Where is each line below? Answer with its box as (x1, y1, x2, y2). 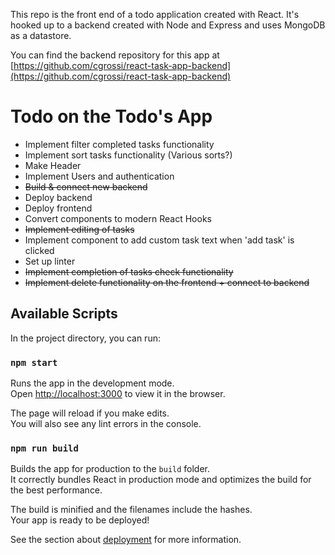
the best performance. (10, 484, 103, 496)
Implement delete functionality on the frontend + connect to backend (24, 276, 310, 288)
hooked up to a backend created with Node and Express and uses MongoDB (10, 19, 326, 31)
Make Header (24, 159, 82, 171)
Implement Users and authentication (24, 170, 175, 182)
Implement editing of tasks (24, 223, 135, 235)
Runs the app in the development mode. (10, 377, 175, 389)
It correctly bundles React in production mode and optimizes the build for (10, 474, 312, 486)
